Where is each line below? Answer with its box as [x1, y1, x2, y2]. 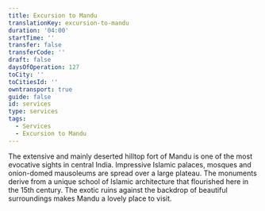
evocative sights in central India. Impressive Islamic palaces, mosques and [8, 159, 252, 169]
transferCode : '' [8, 48, 66, 56]
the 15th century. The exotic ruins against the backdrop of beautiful [8, 185, 228, 194]
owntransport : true [8, 85, 73, 94]
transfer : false [8, 41, 62, 49]
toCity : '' [8, 71, 44, 79]
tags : [8, 115, 26, 123]
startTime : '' [8, 33, 56, 42]
